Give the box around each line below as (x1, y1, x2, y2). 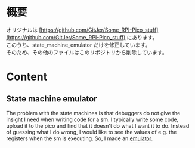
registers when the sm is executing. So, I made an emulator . (6, 135, 153, 142)
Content (6, 70, 48, 84)
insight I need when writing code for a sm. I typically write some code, (6, 116, 179, 123)
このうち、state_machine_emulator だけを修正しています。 (6, 41, 151, 48)
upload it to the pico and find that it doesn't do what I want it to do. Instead (6, 122, 190, 129)
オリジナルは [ (6, 26, 42, 33)
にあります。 (126, 33, 158, 41)
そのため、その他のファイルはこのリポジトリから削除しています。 (6, 48, 168, 55)
